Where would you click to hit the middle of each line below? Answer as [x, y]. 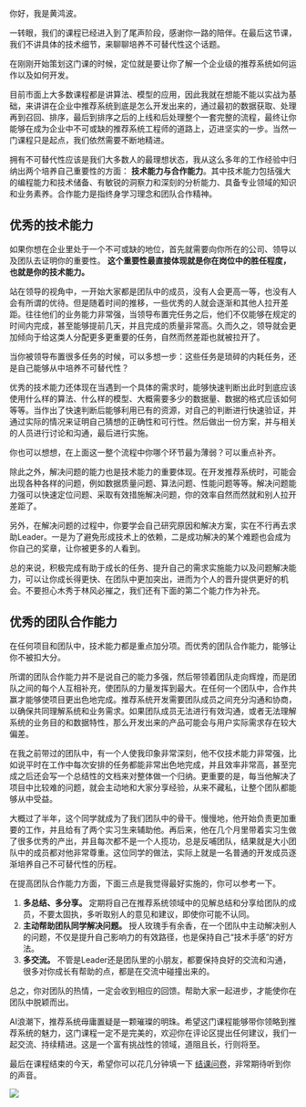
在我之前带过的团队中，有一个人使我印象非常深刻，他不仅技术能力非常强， [149, 753]
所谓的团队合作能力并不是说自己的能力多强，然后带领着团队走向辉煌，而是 [149, 676]
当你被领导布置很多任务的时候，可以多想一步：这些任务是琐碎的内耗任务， [149, 356]
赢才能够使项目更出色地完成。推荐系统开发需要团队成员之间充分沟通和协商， [153, 699]
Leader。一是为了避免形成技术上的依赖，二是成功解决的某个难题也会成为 [154, 536]
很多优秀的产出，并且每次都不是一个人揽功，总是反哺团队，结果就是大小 [153, 841]
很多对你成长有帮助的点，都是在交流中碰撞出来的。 [118, 971]
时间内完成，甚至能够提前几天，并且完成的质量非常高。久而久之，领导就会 [149, 325]
